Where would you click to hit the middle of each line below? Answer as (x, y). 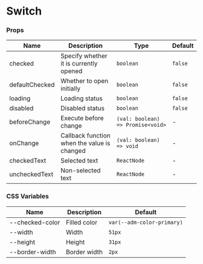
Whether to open (84, 81)
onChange (24, 143)
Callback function (85, 136)
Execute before (82, 118)
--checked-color (35, 222)
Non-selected (80, 171)
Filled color (82, 222)
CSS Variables (28, 197)
